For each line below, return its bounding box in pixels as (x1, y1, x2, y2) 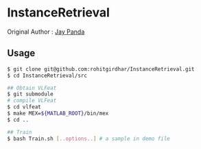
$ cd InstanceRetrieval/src (7, 72, 88, 79)
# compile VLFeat (7, 98, 57, 104)
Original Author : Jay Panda (7, 27, 85, 36)
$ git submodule (7, 91, 54, 98)
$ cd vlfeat (7, 104, 41, 111)
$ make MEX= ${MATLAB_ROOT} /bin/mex (7, 110, 109, 117)
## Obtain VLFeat (7, 84, 57, 91)
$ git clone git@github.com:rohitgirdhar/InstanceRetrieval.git (7, 65, 195, 73)
